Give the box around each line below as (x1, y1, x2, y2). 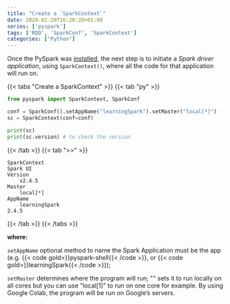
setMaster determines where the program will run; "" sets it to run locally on (7, 274, 222, 282)
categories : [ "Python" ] (7, 36, 76, 43)
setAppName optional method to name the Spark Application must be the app (7, 246, 222, 254)
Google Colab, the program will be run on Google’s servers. (7, 288, 176, 296)
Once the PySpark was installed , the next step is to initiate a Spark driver (7, 54, 214, 63)
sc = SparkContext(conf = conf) (7, 114, 94, 121)
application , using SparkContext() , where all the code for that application (7, 62, 214, 70)
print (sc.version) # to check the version (7, 133, 131, 140)
